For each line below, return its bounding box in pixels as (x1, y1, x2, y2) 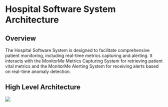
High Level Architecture (5, 83, 81, 91)
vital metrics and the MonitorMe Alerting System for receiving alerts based (5, 63, 159, 69)
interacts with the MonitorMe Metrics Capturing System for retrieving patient (5, 58, 163, 63)
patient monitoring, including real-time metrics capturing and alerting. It (5, 52, 152, 58)
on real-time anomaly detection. (5, 68, 71, 74)
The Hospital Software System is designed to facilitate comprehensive (5, 47, 150, 53)
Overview (5, 34, 36, 42)
